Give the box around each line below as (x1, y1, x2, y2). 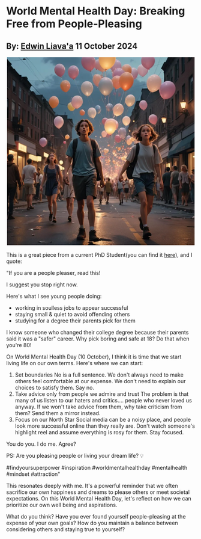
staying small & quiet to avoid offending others (14, 311, 130, 318)
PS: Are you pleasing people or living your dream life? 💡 (6, 452, 144, 459)
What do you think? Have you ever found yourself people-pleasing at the (6, 513, 186, 520)
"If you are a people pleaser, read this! (6, 269, 101, 276)
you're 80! (6, 342, 32, 348)
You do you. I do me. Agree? (6, 440, 76, 448)
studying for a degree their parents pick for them (14, 317, 136, 324)
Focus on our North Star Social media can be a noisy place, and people (14, 416, 191, 423)
